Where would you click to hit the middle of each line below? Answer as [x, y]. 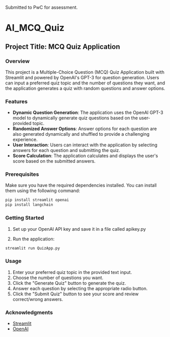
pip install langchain [29, 205]
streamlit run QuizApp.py [32, 248]
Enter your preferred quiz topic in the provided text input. [72, 272]
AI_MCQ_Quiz [35, 28]
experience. [25, 140]
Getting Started [25, 218]
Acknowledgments [29, 312]
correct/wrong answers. [38, 299]
